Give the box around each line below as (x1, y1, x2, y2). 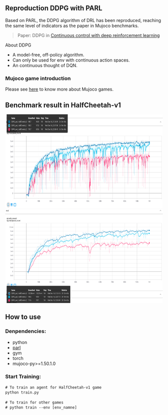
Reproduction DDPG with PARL (5, 4, 102, 13)
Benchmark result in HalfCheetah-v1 (5, 101, 121, 109)
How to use (5, 313, 41, 321)
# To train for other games (5, 400, 64, 405)
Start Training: (5, 373, 41, 380)
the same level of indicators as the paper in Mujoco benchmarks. (5, 23, 139, 29)
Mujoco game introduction (5, 75, 71, 82)
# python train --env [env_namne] (5, 405, 77, 410)
